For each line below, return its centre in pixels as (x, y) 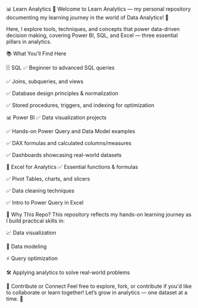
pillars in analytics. (29, 42)
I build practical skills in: (36, 221)
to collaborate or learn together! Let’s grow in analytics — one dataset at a (97, 293)
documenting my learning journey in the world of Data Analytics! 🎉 (87, 18)
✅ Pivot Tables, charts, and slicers (48, 179)
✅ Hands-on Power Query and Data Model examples (71, 131)
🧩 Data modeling (26, 246)
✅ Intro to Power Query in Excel (45, 202)
